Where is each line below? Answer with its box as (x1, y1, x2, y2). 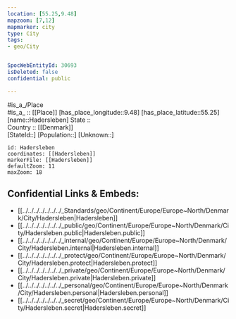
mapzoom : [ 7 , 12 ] (7, 17, 55, 24)
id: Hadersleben (7, 144, 55, 151)
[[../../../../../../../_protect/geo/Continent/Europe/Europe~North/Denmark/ (17, 251, 227, 260)
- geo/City (7, 43, 39, 50)
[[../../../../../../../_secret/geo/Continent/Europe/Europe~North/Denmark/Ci (17, 296, 230, 305)
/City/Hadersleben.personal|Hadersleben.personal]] (17, 289, 169, 297)
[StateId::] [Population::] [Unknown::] (7, 130, 114, 139)
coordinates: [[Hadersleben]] (7, 150, 97, 157)
